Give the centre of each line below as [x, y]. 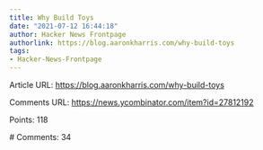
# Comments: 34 [40, 137]
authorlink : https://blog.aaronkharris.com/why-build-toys [122, 43]
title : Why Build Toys [52, 18]
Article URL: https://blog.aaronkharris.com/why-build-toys [117, 85]
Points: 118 [29, 119]
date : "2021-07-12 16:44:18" [64, 26]
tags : [19, 51]
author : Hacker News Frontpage [68, 34]
